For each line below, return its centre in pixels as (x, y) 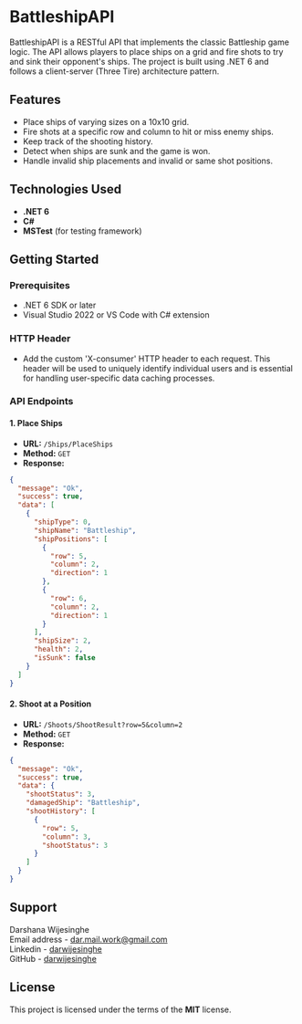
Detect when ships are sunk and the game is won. (116, 151)
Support (33, 908)
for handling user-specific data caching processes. (119, 378)
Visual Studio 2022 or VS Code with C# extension (116, 315)
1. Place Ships (36, 423)
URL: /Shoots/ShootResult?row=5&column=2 (103, 724)
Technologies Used (65, 189)
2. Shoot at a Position (51, 704)
